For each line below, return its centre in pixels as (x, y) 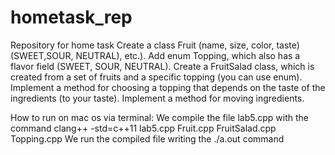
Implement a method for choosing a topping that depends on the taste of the (168, 87)
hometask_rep (71, 17)
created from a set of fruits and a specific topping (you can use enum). (156, 77)
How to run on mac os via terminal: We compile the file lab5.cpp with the (160, 117)
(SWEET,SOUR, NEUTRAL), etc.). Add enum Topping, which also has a (155, 55)
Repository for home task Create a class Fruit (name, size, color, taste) (155, 45)
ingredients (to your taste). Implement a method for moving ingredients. (157, 98)
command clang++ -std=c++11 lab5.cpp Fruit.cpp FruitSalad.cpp (143, 128)
